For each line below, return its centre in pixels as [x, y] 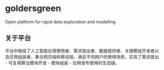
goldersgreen [33, 8]
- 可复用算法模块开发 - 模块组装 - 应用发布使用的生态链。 [62, 63]
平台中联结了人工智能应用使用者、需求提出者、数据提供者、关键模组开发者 [80, 51]
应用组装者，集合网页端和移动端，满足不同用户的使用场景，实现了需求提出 [84, 56]
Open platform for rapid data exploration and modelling [61, 22]
